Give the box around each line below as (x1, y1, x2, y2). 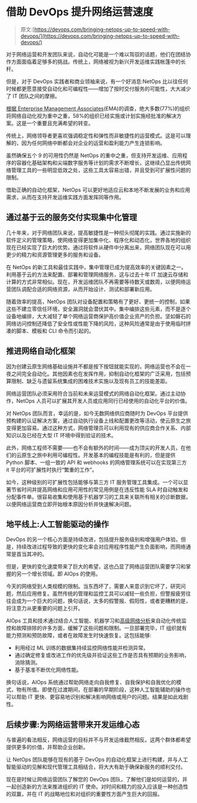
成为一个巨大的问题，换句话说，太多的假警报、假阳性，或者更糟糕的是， (16, 597, 191, 604)
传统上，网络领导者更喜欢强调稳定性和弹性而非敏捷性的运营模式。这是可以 (6, 132, 186, 139)
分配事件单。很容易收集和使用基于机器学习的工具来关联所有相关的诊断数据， (6, 493, 191, 500)
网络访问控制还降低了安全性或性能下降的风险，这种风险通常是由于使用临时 (6, 320, 186, 327)
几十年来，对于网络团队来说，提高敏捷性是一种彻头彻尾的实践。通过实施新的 (6, 229, 191, 236)
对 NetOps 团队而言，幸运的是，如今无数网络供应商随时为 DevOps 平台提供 (6, 410, 189, 417)
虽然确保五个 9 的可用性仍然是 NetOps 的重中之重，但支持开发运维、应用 (6, 152, 183, 159)
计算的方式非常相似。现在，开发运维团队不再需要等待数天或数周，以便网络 (6, 278, 186, 285)
